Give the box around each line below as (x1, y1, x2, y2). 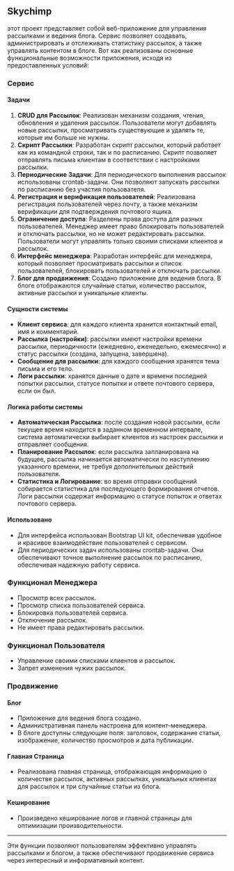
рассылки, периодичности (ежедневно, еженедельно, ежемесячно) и (17, 343, 226, 351)
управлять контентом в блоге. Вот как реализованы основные (7, 46, 194, 54)
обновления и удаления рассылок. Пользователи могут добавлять (17, 118, 217, 127)
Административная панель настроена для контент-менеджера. (17, 721, 208, 730)
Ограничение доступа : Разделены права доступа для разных (17, 214, 203, 223)
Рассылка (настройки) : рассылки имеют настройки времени (17, 335, 202, 343)
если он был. (17, 386, 56, 395)
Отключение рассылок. (17, 615, 88, 624)
